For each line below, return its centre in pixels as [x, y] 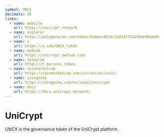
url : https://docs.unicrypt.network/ [52, 91]
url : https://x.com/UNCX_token [46, 46]
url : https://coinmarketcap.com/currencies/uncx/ [65, 73]
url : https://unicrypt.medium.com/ [50, 55]
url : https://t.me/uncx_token [45, 64]
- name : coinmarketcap [32, 69]
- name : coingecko [28, 78]
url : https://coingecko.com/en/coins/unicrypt [62, 82]
